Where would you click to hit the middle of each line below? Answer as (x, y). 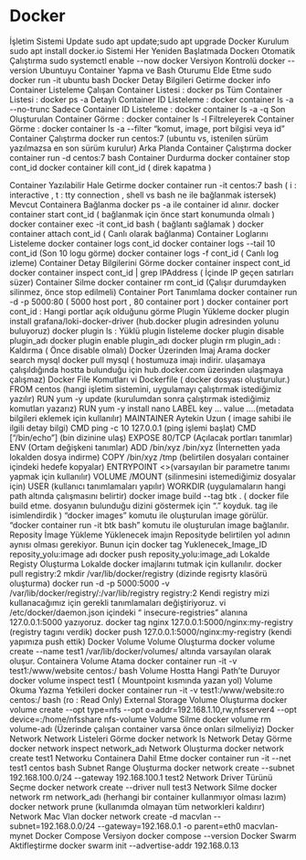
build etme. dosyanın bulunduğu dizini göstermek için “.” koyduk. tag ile (144, 505)
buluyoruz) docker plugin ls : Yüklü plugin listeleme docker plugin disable (147, 331)
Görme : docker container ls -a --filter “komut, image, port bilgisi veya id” (147, 128)
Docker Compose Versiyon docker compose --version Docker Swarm (166, 835)
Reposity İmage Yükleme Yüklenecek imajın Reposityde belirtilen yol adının (150, 535)
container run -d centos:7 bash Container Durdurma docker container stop (150, 157)
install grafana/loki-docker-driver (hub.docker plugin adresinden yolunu (144, 321)
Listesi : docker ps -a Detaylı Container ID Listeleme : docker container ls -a (152, 99)
